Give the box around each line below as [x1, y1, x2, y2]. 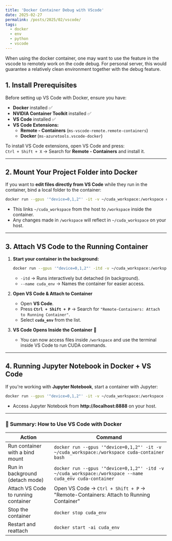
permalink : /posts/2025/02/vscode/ [5, 17, 81, 22]
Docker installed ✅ [12, 104, 53, 110]
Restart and [8, 520, 36, 528]
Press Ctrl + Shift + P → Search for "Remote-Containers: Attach [20, 306, 160, 312]
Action [20, 434, 37, 441]
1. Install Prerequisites [5, 81, 77, 90]
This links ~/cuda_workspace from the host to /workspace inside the [12, 206, 152, 212]
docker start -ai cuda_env [53, 525, 120, 530]
